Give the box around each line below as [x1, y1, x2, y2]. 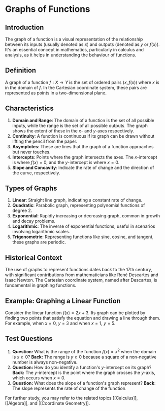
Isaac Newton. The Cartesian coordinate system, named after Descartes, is [5, 277, 158, 283]
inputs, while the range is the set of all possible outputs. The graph [12, 123, 148, 128]
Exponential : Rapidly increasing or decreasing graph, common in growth [12, 213, 160, 219]
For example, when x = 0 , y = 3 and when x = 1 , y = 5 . [5, 320, 116, 327]
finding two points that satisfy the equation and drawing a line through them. [5, 315, 161, 321]
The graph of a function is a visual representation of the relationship [5, 36, 143, 42]
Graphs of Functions [5, 3, 90, 15]
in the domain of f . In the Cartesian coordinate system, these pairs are [5, 84, 147, 90]
